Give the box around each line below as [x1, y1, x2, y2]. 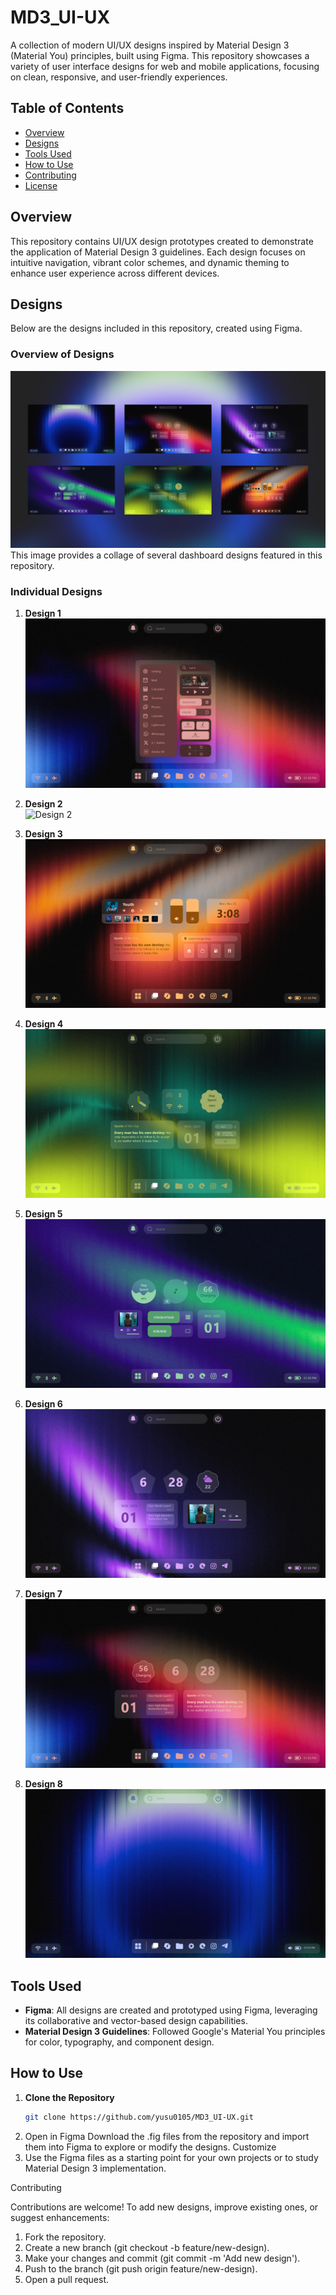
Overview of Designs [10, 347, 115, 361]
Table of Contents [10, 100, 125, 117]
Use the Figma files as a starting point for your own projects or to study [24, 2151, 319, 2163]
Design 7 [24, 1588, 63, 1600]
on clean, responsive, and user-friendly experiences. [10, 71, 228, 83]
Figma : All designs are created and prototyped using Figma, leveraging [24, 2004, 318, 2016]
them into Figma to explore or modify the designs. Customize [24, 2141, 277, 2153]
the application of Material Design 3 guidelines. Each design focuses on [10, 246, 306, 258]
